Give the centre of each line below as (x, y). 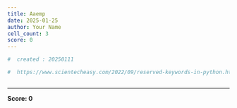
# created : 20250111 (41, 60)
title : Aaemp (26, 14)
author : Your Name (34, 27)
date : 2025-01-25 (33, 20)
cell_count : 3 (28, 34)
